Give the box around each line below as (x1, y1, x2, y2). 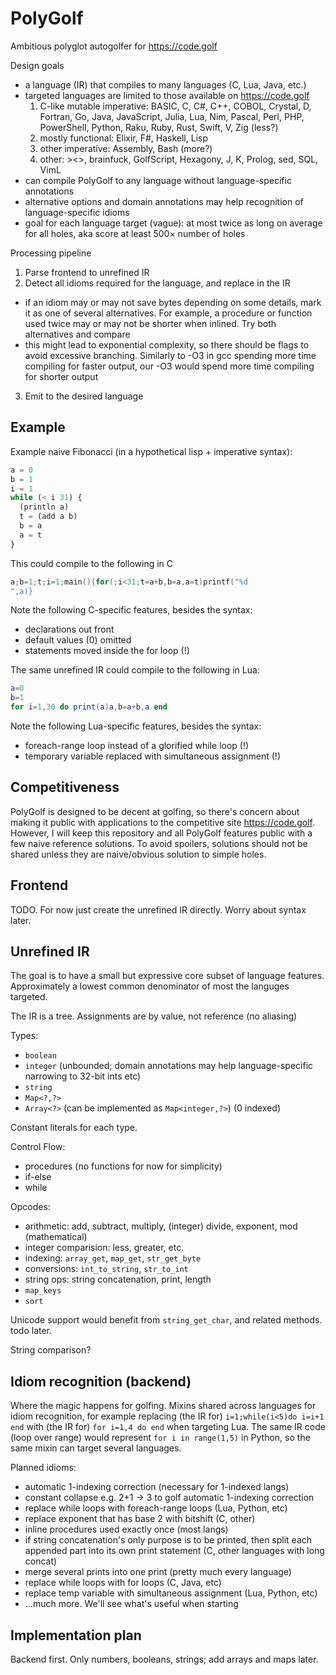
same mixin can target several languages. (10, 1442, 182, 1454)
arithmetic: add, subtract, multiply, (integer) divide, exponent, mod (24, 1220, 298, 1232)
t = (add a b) (19, 512, 78, 522)
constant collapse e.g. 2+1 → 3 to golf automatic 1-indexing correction (24, 1492, 315, 1504)
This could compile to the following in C (10, 557, 174, 569)
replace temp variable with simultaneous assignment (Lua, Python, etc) (24, 1587, 318, 1599)
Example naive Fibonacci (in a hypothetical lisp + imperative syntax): (10, 445, 293, 457)
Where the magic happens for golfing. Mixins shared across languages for (10, 1400, 317, 1412)
